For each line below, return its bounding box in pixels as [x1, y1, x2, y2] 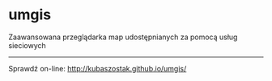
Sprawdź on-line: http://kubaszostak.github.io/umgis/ [8, 63, 187, 73]
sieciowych [8, 40, 46, 50]
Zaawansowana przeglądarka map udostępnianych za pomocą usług [8, 32, 238, 42]
